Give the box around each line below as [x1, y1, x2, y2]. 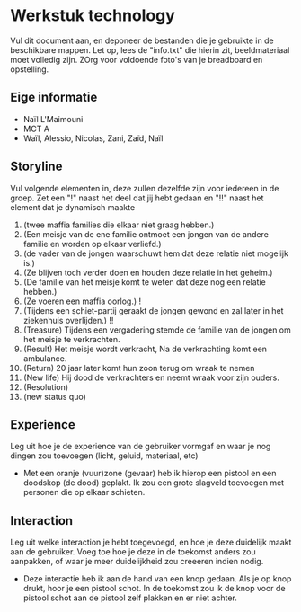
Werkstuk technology [10, 5, 176, 26]
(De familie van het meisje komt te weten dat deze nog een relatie [22, 276, 266, 288]
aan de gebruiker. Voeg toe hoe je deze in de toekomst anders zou [10, 546, 257, 557]
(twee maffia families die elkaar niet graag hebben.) [22, 219, 215, 230]
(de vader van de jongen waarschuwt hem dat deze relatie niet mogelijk [22, 248, 288, 259]
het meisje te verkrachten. [22, 333, 120, 344]
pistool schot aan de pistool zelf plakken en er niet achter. [22, 592, 237, 603]
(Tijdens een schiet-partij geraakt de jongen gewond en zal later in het [22, 305, 284, 315]
